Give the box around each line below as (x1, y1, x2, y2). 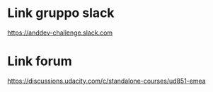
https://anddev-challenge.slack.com (7, 28, 113, 37)
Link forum (7, 53, 72, 69)
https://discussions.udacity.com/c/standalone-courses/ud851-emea (7, 76, 207, 85)
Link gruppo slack (7, 5, 115, 21)
